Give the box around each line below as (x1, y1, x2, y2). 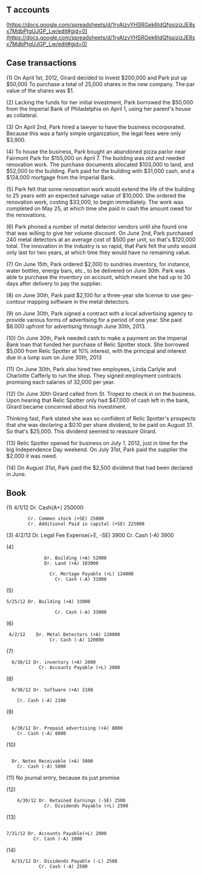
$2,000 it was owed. (6, 452, 57, 460)
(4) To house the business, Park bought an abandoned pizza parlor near (6, 148, 186, 155)
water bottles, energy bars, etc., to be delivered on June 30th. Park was (6, 267, 186, 274)
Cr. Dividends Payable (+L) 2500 (44, 803, 129, 809)
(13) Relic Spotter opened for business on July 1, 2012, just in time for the (6, 439, 189, 446)
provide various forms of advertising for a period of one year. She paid (6, 316, 183, 323)
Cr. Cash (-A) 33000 (54, 609, 107, 615)
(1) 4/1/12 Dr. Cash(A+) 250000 (6, 504, 83, 511)
